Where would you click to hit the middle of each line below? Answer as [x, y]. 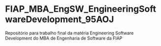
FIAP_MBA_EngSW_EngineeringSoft [80, 9]
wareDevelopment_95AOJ [60, 19]
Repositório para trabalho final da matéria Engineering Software [69, 33]
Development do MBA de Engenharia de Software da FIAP [64, 38]
